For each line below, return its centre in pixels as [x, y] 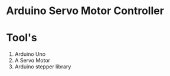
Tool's [22, 38]
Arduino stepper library [43, 67]
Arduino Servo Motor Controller [85, 11]
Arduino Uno [30, 54]
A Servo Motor [32, 61]
